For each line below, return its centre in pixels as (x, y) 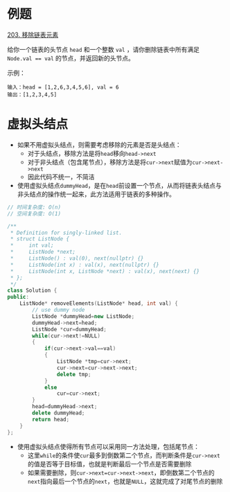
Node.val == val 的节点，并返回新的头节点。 (71, 58)
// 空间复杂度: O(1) (34, 213)
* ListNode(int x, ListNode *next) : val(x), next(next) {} (105, 271)
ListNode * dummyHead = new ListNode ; (83, 316)
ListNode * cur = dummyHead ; (70, 329)
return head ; (51, 419)
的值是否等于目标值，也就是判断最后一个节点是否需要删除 (109, 464)
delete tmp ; (74, 374)
